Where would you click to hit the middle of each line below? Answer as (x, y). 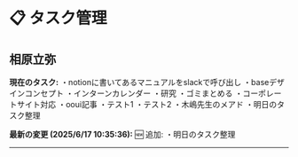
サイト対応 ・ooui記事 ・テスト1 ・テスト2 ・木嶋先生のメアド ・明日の (147, 104)
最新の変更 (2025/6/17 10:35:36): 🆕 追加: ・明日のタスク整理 (122, 134)
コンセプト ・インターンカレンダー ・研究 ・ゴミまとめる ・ (134, 93)
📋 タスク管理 (59, 18)
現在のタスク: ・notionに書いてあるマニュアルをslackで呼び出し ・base (139, 82)
